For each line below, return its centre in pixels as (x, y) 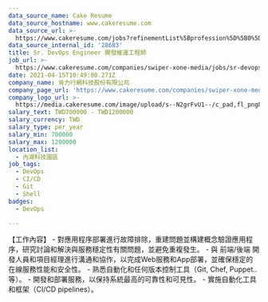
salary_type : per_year (46, 127)
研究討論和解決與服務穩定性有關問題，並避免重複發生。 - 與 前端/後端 (136, 249)
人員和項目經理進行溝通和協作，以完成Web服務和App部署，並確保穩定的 (134, 260)
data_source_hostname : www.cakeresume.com (80, 23)
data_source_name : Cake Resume (60, 16)
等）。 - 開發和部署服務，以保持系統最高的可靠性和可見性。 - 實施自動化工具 (132, 280)
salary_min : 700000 (41, 134)
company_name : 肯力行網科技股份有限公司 (69, 82)
